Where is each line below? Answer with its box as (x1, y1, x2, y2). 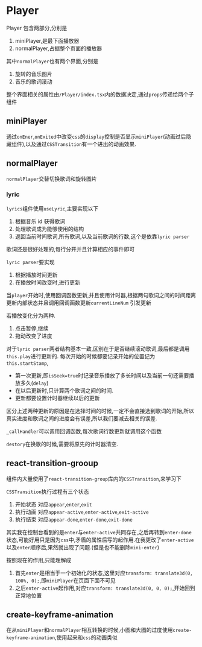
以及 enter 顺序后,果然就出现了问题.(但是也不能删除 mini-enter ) (6, 543, 160, 551)
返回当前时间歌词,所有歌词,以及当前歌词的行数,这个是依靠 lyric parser (14, 233, 190, 240)
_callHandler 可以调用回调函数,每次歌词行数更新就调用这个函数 (6, 428, 162, 435)
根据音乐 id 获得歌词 (14, 218, 65, 225)
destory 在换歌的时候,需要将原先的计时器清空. (6, 440, 119, 447)
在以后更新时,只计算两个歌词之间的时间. (14, 387, 113, 394)
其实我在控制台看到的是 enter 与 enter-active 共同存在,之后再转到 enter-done (6, 528, 192, 535)
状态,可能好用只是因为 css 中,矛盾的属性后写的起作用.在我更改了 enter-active (6, 536, 194, 543)
